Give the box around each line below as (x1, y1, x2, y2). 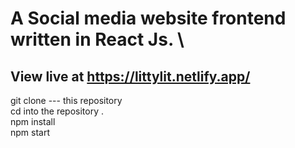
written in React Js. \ (10, 28, 185, 51)
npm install (10, 116, 56, 127)
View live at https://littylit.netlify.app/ (10, 68, 251, 85)
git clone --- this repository (10, 95, 123, 106)
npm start (10, 127, 51, 138)
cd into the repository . (10, 105, 105, 117)
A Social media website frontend (10, 7, 287, 30)
